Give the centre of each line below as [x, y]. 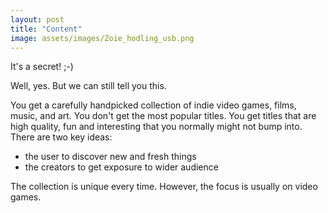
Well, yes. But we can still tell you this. [88, 86]
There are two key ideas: [61, 137]
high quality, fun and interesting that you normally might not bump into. [156, 127]
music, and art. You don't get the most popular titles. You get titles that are [163, 116]
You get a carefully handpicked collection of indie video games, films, [153, 105]
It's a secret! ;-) [42, 67]
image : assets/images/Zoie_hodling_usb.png [102, 38]
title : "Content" [46, 29]
